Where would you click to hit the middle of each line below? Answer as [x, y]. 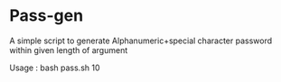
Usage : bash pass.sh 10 [55, 68]
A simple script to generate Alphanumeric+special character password [141, 41]
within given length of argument [69, 50]
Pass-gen [47, 16]
